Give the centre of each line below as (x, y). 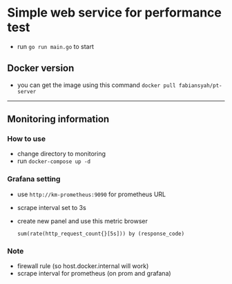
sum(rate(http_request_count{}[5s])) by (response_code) (101, 234)
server (27, 91)
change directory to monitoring (61, 154)
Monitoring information (58, 119)
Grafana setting (34, 179)
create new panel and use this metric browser (83, 221)
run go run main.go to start (56, 46)
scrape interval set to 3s (51, 207)
